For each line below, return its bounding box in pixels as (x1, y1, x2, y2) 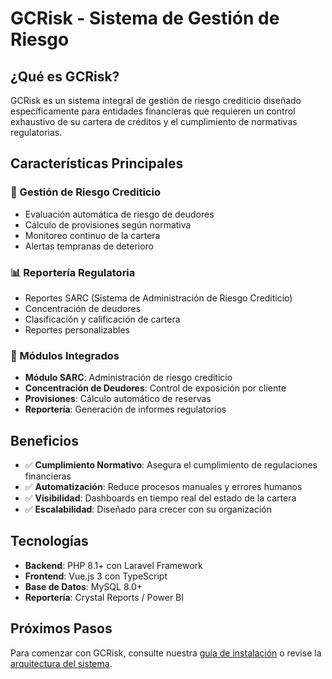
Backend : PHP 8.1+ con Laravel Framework (24, 559, 203, 571)
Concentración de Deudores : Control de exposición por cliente (24, 382, 287, 394)
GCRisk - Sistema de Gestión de (10, 7, 280, 30)
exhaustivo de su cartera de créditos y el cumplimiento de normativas (10, 116, 298, 127)
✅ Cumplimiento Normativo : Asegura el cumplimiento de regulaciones (24, 459, 318, 471)
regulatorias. (10, 127, 63, 138)
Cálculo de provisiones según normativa (24, 218, 192, 231)
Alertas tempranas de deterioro (24, 240, 155, 252)
